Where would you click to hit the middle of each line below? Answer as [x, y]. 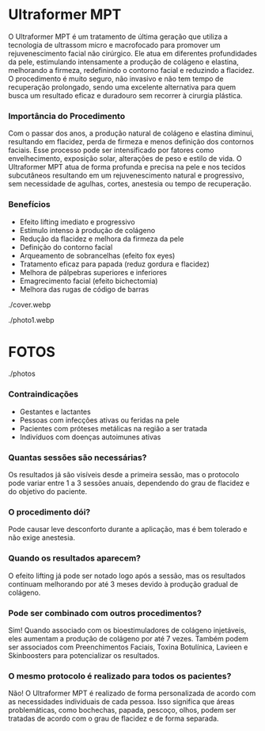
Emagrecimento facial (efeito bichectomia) [89, 281]
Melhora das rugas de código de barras [84, 289]
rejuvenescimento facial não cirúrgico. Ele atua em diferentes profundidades [132, 53]
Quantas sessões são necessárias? [78, 457]
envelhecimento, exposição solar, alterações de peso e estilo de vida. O [125, 159]
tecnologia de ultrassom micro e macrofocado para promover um [114, 44]
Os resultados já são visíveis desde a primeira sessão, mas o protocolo [124, 475]
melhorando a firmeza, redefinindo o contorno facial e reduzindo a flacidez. [131, 70]
